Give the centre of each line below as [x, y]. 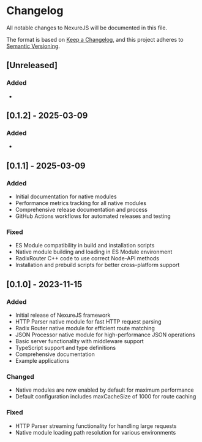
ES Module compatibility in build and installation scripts [85, 246]
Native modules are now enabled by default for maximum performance [104, 390]
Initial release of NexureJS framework [63, 315]
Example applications [42, 360]
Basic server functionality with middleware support [79, 341]
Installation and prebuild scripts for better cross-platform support [97, 265]
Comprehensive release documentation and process [81, 210]
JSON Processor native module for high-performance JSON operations [105, 335]
